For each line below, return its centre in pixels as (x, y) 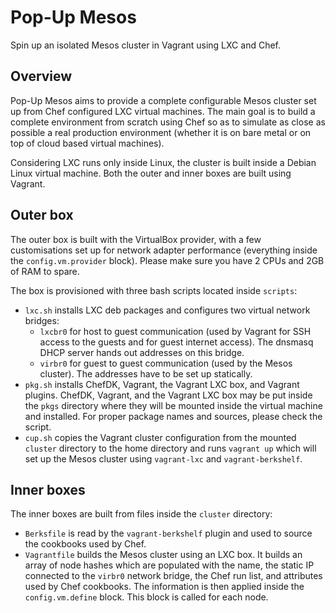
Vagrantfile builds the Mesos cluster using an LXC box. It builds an (163, 555)
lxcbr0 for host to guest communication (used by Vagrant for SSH (175, 331)
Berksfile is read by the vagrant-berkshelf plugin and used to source (168, 533)
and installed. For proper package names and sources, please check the (173, 416)
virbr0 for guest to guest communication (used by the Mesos (166, 363)
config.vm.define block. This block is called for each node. (146, 597)
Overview (41, 76)
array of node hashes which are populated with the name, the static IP (169, 565)
